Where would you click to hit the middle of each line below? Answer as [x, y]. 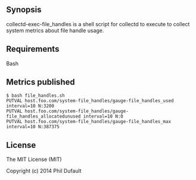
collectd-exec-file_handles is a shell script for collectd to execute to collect [98, 24]
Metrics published [41, 82]
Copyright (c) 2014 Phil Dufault [44, 171]
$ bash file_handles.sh [36, 96]
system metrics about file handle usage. [55, 30]
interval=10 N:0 [103, 116]
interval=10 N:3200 [30, 106]
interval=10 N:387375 [33, 127]
